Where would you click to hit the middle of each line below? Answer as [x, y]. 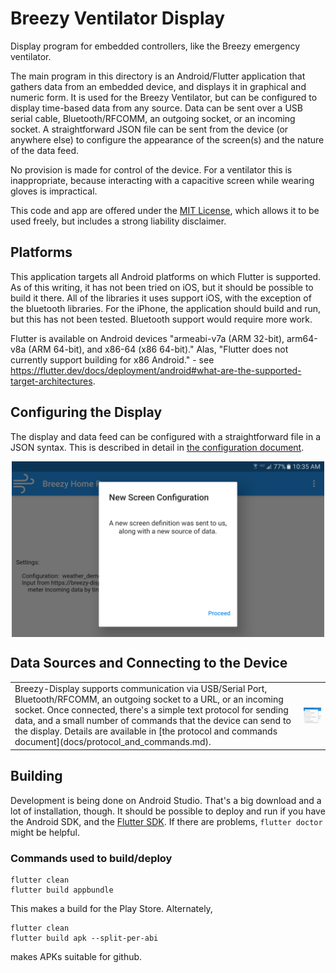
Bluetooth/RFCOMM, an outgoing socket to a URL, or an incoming [149, 699]
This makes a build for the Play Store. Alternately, [111, 908]
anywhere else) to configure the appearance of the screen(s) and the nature [167, 139]
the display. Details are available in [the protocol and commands [146, 731]
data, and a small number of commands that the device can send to [153, 721]
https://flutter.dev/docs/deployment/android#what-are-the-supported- [156, 370]
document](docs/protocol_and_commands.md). [113, 742]
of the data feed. [45, 150]
